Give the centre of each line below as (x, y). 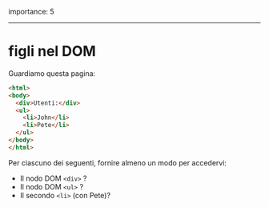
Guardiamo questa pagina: (52, 73)
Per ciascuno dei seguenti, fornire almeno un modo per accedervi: (117, 162)
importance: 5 (31, 12)
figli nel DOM (52, 52)
